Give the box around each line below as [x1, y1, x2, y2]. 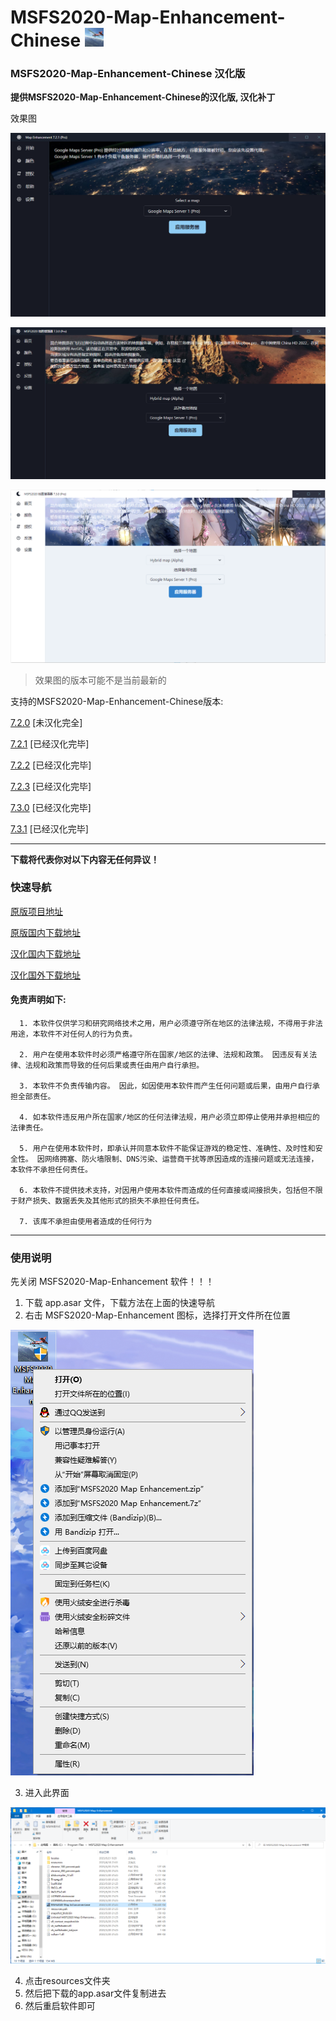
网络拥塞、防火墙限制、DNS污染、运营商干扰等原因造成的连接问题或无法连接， [44, 1154, 319, 1165]
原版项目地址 [10, 905, 63, 917]
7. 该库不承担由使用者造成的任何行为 [19, 1217, 153, 1227]
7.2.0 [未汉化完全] [10, 716, 83, 728]
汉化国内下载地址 [10, 947, 81, 960]
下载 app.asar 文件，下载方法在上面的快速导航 [24, 1297, 216, 1309]
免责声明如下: [10, 994, 67, 1006]
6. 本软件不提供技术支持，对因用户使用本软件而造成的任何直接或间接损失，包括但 [19, 1186, 308, 1196]
